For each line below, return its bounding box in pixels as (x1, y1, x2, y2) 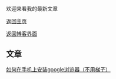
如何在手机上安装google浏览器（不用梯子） (6, 65, 111, 73)
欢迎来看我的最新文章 (6, 5, 58, 12)
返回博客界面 (6, 30, 37, 37)
